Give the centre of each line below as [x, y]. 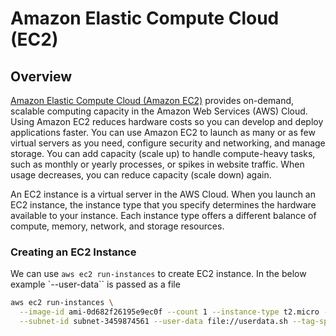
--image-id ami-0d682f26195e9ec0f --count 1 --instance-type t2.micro [169, 312]
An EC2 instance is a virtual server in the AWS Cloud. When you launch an [163, 194]
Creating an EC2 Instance [73, 252]
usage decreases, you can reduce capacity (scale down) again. [141, 175]
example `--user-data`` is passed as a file [95, 284]
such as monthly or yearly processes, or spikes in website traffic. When [157, 164]
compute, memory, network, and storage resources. [117, 226]
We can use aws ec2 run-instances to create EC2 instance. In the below [158, 274]
